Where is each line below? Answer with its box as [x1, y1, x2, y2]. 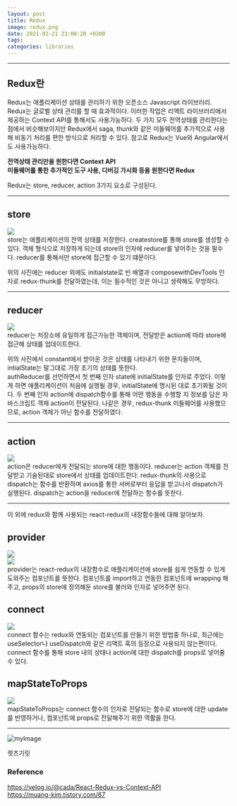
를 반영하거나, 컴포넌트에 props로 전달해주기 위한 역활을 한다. [7, 713, 176, 722]
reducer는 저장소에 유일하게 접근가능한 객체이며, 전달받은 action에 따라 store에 [7, 331, 226, 339]
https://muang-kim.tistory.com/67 [7, 790, 106, 799]
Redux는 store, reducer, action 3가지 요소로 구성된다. [7, 181, 157, 189]
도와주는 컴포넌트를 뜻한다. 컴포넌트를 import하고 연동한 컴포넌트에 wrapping [7, 574, 221, 583]
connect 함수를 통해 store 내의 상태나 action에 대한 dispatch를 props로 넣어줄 [7, 648, 226, 656]
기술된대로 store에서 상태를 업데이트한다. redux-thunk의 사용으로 [25, 471, 207, 479]
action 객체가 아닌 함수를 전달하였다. [22, 408, 123, 416]
